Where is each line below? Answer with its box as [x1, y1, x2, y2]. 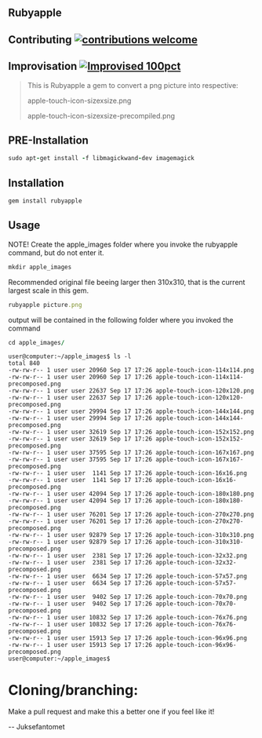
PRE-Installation [8, 133, 89, 147]
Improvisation [8, 60, 78, 73]
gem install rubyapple [8, 197, 82, 205]
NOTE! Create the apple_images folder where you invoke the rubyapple [8, 239, 238, 249]
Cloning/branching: [8, 681, 139, 699]
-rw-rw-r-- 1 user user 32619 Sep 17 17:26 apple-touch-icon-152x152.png [8, 428, 255, 437]
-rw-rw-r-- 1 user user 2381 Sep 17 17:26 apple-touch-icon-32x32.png [8, 552, 247, 560]
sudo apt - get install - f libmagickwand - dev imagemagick [8, 155, 195, 163]
